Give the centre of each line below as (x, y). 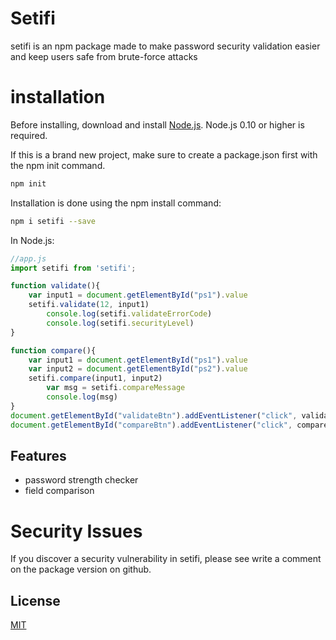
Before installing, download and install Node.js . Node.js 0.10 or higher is (157, 124)
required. (29, 135)
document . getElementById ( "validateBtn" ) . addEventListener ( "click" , (154, 415)
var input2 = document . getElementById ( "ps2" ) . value (138, 369)
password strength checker (81, 480)
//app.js (28, 258)
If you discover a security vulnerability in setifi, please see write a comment (166, 559)
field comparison (59, 491)
